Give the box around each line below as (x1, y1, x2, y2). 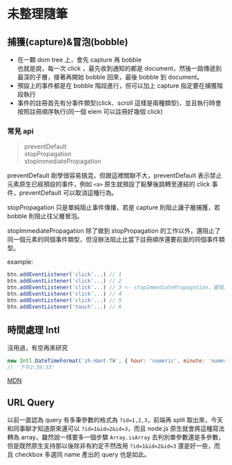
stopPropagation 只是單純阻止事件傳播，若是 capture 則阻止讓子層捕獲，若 (7, 203, 221, 211)
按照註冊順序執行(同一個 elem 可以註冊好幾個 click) (17, 108, 164, 115)
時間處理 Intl (7, 324, 60, 336)
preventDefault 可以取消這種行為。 (19, 189, 118, 197)
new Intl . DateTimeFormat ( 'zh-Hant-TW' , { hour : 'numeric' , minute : (7, 357, 206, 365)
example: (7, 258, 33, 266)
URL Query (7, 397, 55, 408)
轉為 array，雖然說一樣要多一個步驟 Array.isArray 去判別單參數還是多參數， (7, 433, 225, 441)
